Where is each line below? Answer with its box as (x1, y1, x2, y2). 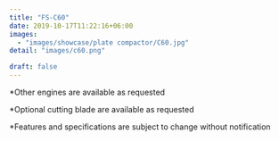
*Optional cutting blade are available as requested (9, 104, 194, 114)
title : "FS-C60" (9, 12, 70, 22)
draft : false (9, 62, 58, 71)
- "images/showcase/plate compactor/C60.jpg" (17, 37, 190, 47)
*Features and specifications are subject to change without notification (9, 121, 271, 132)
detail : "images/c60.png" (9, 46, 105, 55)
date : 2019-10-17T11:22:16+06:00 (9, 21, 134, 30)
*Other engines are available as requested (9, 87, 166, 97)
